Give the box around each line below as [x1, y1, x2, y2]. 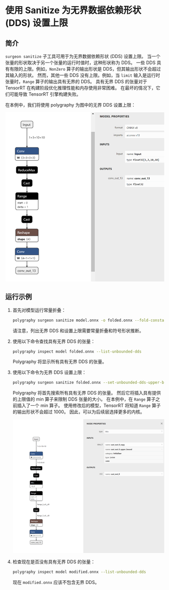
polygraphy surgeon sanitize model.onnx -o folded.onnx [12, 318, 133, 323]
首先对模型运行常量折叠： [12, 307, 66, 313]
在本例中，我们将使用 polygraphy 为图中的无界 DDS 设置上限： [5, 102, 136, 108]
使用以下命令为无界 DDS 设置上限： [12, 369, 87, 375]
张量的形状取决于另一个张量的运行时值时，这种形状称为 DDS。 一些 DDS [5, 60, 156, 66]
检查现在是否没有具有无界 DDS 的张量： [12, 559, 95, 565]
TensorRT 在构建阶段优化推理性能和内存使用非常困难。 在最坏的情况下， [5, 85, 156, 91]
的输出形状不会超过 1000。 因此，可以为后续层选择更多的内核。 [12, 409, 145, 415]
